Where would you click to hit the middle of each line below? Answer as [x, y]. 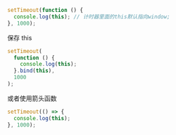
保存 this [20, 37]
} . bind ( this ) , [34, 71]
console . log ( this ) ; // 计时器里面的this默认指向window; [92, 17]
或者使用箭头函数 [32, 98]
